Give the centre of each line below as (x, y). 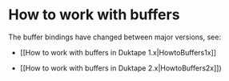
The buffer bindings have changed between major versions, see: (115, 37)
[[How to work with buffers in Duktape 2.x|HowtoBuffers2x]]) (121, 68)
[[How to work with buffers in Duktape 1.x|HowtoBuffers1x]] (118, 52)
